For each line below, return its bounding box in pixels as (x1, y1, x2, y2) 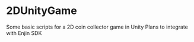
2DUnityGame (6, 4, 77, 17)
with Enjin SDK (6, 29, 42, 36)
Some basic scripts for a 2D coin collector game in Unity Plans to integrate (6, 23, 188, 30)
